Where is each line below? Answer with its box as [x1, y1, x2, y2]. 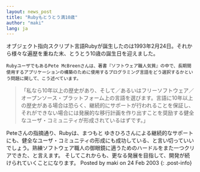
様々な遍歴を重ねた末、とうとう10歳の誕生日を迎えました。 [11, 50, 159, 57]
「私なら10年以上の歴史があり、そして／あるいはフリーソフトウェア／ [20, 87, 195, 94]
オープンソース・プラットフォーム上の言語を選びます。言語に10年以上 [20, 94, 193, 102]
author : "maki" [6, 20, 44, 26]
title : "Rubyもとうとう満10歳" [6, 14, 78, 20]
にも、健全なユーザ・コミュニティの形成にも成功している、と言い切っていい [6, 137, 195, 144]
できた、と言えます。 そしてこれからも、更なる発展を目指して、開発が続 [11, 152, 190, 159]
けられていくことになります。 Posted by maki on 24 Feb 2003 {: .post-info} [6, 159, 192, 167]
